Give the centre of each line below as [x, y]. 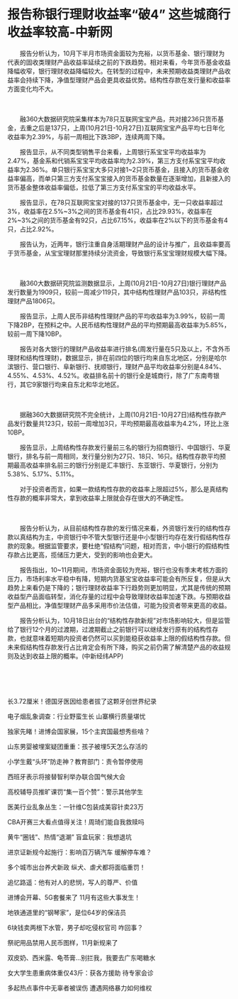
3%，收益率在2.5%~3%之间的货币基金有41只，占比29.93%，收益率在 [110, 211]
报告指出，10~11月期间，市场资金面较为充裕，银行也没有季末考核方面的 [124, 569]
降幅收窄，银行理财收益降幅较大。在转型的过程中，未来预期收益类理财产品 [116, 71]
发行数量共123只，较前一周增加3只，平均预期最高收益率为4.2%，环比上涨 [121, 423]
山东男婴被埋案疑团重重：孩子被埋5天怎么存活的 [78, 746]
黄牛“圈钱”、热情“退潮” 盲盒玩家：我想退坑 [70, 837]
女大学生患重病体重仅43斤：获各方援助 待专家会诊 [80, 973]
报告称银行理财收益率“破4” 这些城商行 [119, 15]
